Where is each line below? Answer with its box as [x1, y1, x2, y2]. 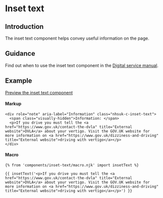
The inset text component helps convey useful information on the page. [5, 35, 149, 41]
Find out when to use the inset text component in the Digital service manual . [5, 62, 159, 68]
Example [5, 77, 32, 85]
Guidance [5, 49, 35, 58]
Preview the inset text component [5, 89, 73, 95]
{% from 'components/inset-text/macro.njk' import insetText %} [5, 163, 139, 168]
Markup [5, 101, 22, 107]
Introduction [5, 22, 44, 31]
